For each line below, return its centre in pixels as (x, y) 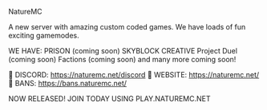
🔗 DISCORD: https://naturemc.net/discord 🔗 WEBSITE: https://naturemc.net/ (134, 75)
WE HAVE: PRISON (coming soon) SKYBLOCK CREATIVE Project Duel (123, 51)
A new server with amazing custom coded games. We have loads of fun (127, 27)
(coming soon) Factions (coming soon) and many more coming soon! (122, 59)
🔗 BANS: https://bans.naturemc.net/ (67, 83)
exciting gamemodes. (44, 35)
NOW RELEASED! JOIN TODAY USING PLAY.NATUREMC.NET (109, 98)
